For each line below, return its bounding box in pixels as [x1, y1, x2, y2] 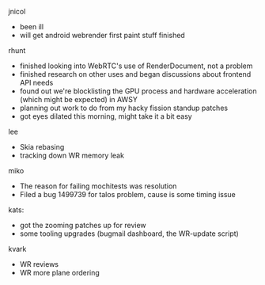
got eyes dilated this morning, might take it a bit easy [19, 112, 192, 121]
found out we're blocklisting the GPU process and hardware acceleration [19, 86, 257, 96]
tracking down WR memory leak [19, 150, 125, 160]
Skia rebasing [19, 142, 65, 151]
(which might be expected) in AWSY [19, 95, 138, 104]
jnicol [8, 7, 26, 16]
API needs [19, 78, 54, 87]
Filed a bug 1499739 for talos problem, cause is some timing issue [19, 190, 236, 199]
